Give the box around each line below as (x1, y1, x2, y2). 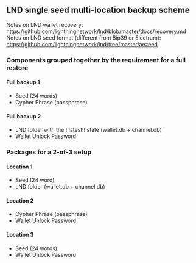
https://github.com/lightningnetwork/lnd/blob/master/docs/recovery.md (6, 27, 187, 35)
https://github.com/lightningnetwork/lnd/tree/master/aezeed (6, 40, 158, 48)
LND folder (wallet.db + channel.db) (15, 183, 105, 190)
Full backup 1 (6, 79, 40, 86)
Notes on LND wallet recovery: (6, 21, 83, 28)
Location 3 (6, 231, 34, 239)
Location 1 (6, 163, 33, 170)
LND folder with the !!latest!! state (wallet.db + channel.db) (15, 126, 163, 134)
